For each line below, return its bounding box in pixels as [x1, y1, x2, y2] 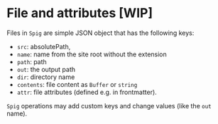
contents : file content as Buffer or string [16, 80, 138, 88]
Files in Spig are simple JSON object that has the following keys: [6, 29, 195, 37]
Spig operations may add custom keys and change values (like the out [6, 101, 212, 110]
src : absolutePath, [16, 42, 71, 51]
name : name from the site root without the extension [16, 50, 168, 58]
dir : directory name [16, 73, 75, 81]
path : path [16, 57, 47, 66]
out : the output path [16, 65, 76, 73]
